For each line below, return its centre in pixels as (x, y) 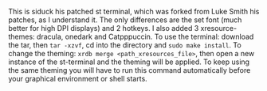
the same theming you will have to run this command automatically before (130, 70)
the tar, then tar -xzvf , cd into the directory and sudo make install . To (125, 45)
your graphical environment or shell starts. (78, 79)
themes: (22, 36)
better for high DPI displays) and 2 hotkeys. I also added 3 (104, 28)
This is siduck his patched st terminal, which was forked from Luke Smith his (134, 11)
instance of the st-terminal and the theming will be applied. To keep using (129, 62)
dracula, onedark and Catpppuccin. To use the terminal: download (145, 36)
